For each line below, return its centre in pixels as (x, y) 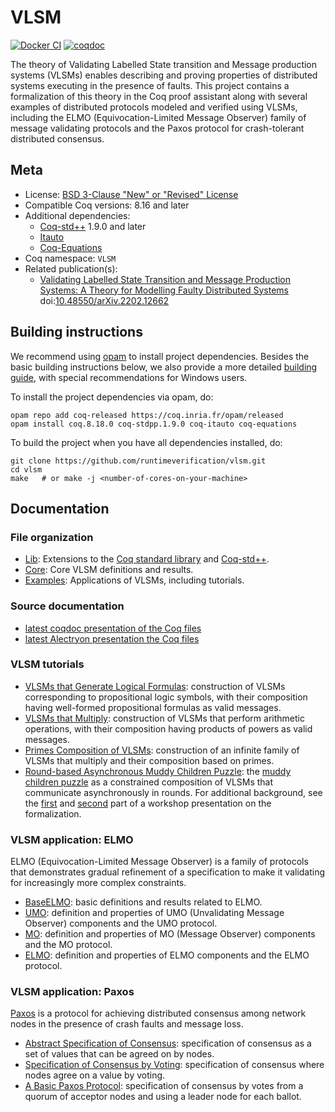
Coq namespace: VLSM (70, 258)
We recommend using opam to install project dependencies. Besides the (160, 356)
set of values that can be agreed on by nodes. (119, 1054)
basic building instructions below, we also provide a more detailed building (164, 367)
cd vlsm (26, 469)
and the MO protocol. (68, 945)
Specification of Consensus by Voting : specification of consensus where (174, 1065)
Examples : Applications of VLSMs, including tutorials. (134, 580)
